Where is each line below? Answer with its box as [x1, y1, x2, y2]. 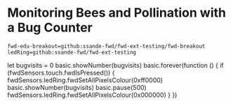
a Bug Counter [7, 20, 93, 36]
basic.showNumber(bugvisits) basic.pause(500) [7, 83, 147, 91]
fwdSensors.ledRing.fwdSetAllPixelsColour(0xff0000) [7, 75, 164, 84]
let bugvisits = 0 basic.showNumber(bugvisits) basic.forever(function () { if [7, 61, 225, 69]
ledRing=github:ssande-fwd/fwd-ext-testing [7, 49, 137, 56]
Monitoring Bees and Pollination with [7, 5, 227, 21]
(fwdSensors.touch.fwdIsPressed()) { [7, 68, 115, 77]
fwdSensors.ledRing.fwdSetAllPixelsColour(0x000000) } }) [7, 91, 178, 99]
